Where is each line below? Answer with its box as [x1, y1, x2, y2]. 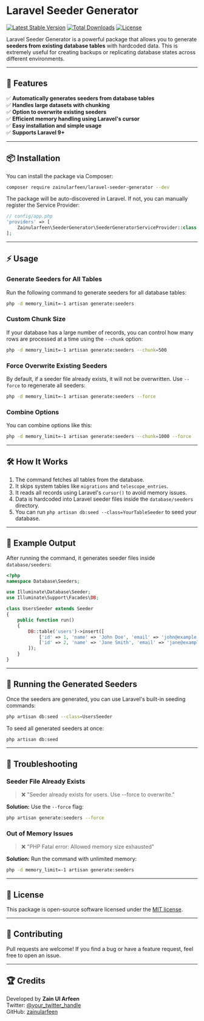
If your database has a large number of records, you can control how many [6, 329, 194, 336]
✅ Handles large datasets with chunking [6, 101, 110, 108]
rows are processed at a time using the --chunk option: [6, 335, 143, 343]
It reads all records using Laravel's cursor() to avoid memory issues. [15, 489, 187, 496]
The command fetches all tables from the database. [15, 476, 144, 483]
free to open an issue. [6, 952, 61, 959]
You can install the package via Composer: [6, 172, 114, 179]
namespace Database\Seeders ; [6, 578, 80, 584]
